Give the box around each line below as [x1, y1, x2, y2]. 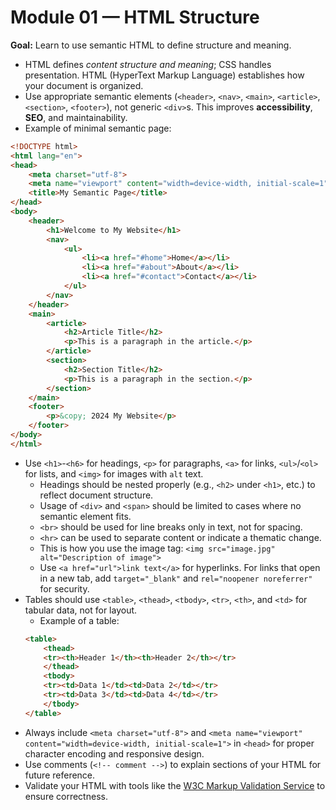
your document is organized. [24, 79, 144, 91]
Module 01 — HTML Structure [10, 6, 260, 29]
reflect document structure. [39, 489, 154, 501]
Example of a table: [39, 614, 120, 626]
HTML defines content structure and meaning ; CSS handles [24, 58, 272, 70]
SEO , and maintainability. [24, 111, 128, 123]
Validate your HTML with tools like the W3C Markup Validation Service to [24, 779, 326, 791]
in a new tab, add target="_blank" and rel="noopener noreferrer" [39, 572, 313, 584]
